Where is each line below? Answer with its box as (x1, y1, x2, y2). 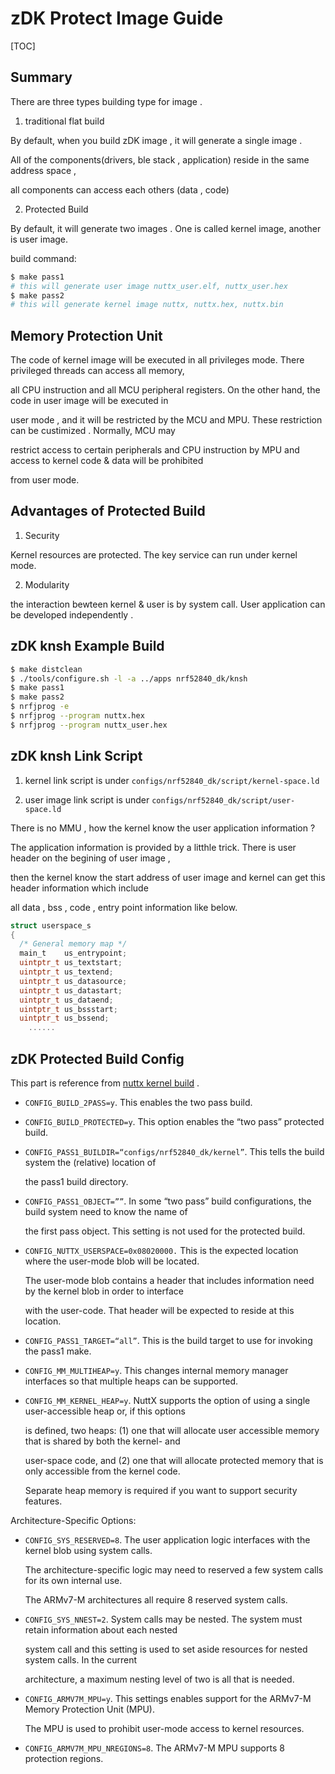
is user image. (10, 233, 69, 245)
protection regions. (24, 1752, 104, 1764)
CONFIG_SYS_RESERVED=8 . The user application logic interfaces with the (24, 1533, 311, 1546)
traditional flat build (24, 115, 105, 127)
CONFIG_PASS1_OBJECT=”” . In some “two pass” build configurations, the (24, 1195, 312, 1207)
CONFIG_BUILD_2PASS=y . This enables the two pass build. (24, 1096, 253, 1108)
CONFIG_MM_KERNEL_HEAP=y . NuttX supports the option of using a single (24, 1394, 311, 1406)
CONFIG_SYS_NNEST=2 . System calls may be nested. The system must (24, 1613, 303, 1625)
